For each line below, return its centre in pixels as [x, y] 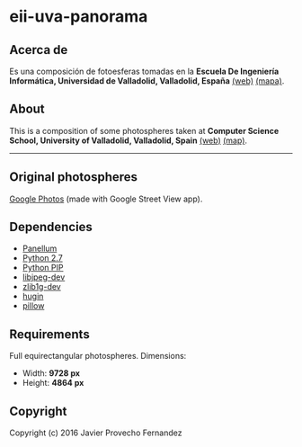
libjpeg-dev [44, 277]
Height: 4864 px [53, 383]
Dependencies [51, 227]
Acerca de [39, 50]
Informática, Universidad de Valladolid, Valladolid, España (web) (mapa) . [147, 81]
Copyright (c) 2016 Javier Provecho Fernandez [96, 433]
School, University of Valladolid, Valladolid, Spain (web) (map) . [129, 140]
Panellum [40, 248]
